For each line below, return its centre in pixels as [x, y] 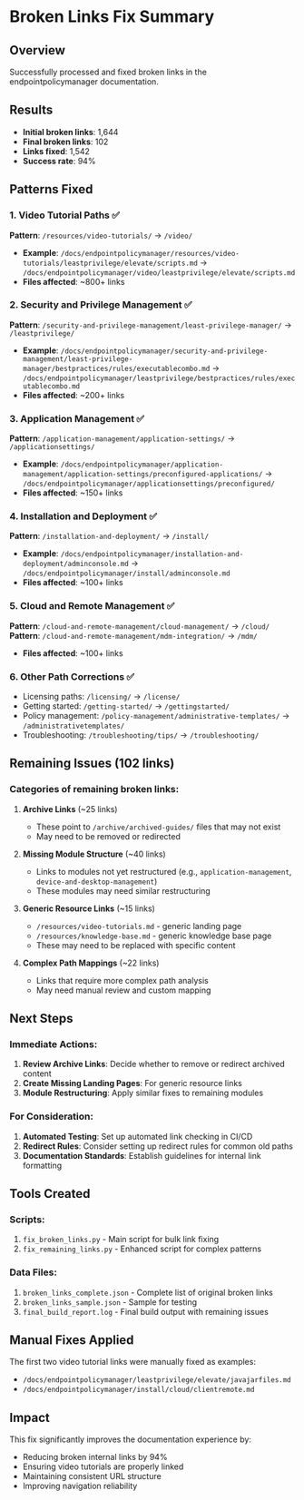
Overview [38, 50]
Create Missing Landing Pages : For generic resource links [132, 1083]
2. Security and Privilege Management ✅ [101, 305]
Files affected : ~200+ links [74, 395]
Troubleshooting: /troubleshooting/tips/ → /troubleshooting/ [141, 735]
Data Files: [33, 1272]
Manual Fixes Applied [72, 1340]
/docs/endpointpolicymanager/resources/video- [150, 253]
